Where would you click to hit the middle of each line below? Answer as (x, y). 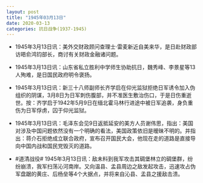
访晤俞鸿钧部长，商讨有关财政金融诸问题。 (68, 55)
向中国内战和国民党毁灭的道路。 (55, 146)
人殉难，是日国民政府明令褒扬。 (55, 75)
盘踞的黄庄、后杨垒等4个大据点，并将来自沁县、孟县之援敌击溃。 (102, 174)
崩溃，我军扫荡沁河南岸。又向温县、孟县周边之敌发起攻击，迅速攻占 (105, 167)
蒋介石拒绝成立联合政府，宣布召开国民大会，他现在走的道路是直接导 (111, 138)
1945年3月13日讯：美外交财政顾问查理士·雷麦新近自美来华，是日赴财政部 (106, 47)
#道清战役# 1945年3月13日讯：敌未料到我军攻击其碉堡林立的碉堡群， (101, 159)
